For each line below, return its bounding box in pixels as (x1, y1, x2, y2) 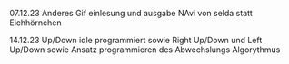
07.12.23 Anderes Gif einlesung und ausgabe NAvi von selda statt (9, 8, 253, 18)
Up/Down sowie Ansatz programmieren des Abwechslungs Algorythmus (9, 44, 281, 55)
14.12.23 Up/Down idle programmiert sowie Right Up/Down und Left (9, 35, 263, 45)
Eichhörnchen (9, 17, 62, 28)
